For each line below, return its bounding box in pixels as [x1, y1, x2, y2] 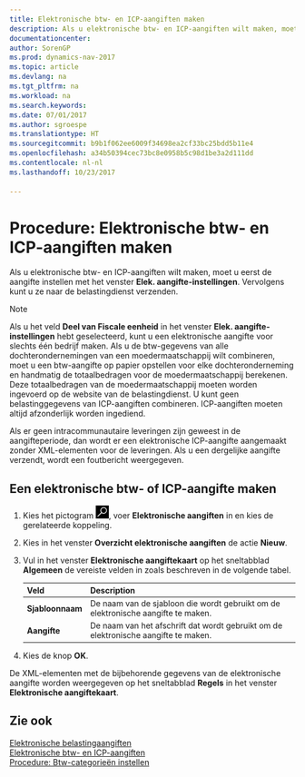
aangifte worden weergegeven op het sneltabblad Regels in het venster [9, 677, 278, 688]
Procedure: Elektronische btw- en [9, 218, 270, 238]
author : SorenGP [9, 44, 71, 53]
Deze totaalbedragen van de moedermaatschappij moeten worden [9, 379, 258, 390]
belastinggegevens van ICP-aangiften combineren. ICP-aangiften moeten [9, 398, 283, 409]
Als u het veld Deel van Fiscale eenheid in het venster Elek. [9, 321, 233, 332]
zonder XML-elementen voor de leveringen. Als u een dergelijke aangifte [9, 445, 281, 456]
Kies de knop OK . [22, 650, 89, 661]
